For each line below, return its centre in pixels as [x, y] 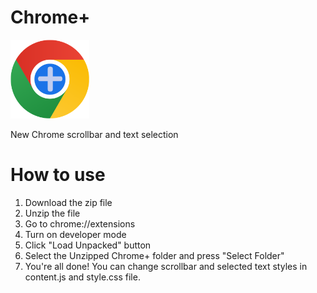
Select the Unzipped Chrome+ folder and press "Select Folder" [154, 255]
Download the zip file [68, 202]
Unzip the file [52, 213]
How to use [58, 175]
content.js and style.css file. [82, 277]
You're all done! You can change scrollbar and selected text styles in [166, 266]
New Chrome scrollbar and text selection [94, 134]
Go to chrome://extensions [80, 223]
